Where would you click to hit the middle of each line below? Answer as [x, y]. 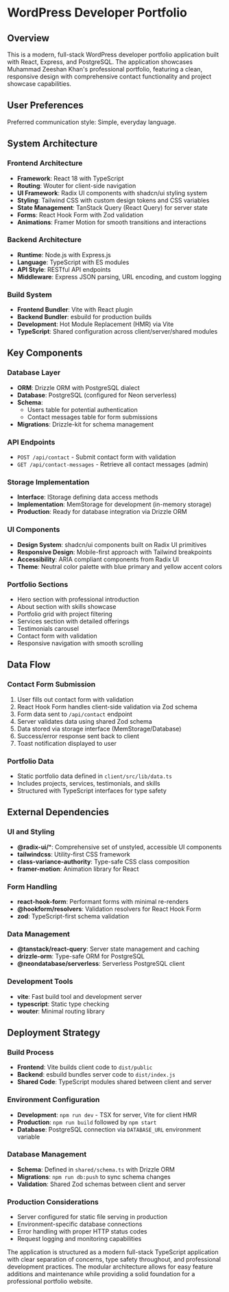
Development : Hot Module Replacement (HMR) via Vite [95, 324]
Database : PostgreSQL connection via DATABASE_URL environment [109, 1129]
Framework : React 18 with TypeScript [70, 178]
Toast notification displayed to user [67, 743]
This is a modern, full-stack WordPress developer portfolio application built [113, 54]
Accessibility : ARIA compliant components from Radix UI [98, 559]
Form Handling [32, 887]
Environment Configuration [53, 1100]
